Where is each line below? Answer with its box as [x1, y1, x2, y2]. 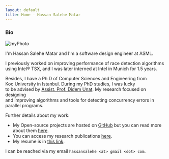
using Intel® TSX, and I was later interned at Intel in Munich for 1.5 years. [5, 66, 157, 72]
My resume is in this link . [12, 138, 65, 144]
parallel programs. [5, 102, 44, 108]
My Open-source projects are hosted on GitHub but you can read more [12, 122, 162, 128]
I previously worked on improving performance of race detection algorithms [5, 60, 164, 66]
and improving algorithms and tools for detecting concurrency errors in [5, 97, 154, 103]
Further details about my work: [5, 112, 70, 118]
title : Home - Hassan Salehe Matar [5, 12, 81, 17]
